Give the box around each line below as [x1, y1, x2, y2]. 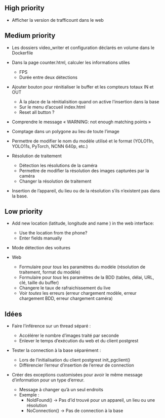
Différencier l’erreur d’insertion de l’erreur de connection [19, 362, 134, 368]
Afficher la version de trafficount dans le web [11, 17, 104, 23]
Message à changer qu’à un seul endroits [19, 387, 103, 393]
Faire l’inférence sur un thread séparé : [11, 323, 91, 329]
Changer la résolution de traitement [19, 178, 92, 184]
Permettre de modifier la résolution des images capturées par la [19, 168, 149, 174]
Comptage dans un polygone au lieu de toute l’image [11, 128, 120, 134]
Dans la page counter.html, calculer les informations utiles [11, 59, 130, 65]
